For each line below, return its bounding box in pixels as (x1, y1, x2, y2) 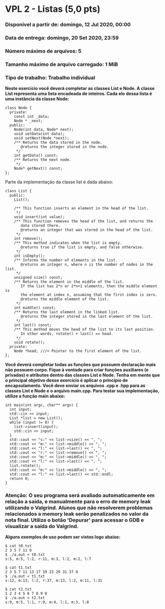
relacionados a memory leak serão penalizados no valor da (5, 511, 149, 518)
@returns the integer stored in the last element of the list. (20, 314, 153, 319)
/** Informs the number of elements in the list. (14, 258, 118, 263)
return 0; (9, 476, 30, 481)
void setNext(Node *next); (14, 136, 69, 141)
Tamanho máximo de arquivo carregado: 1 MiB (5, 61, 118, 68)
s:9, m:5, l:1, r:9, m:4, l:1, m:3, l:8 (5, 600, 90, 605)
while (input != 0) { (9, 420, 54, 425)
